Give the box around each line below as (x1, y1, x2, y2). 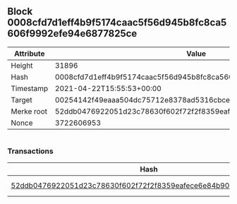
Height (11, 60, 33, 70)
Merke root (11, 106, 48, 116)
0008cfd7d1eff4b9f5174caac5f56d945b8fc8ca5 (7, 17, 227, 29)
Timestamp (11, 83, 49, 93)
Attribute (13, 49, 45, 59)
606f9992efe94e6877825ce (7, 28, 138, 40)
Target (11, 95, 33, 104)
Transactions (7, 146, 54, 156)
